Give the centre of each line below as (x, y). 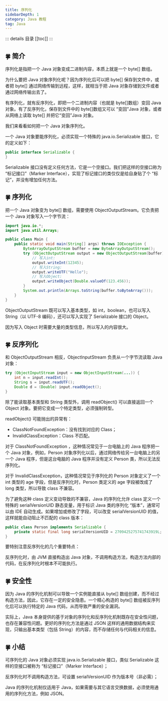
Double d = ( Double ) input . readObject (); (58, 387)
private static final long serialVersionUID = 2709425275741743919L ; (88, 532)
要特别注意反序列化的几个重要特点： (42, 547)
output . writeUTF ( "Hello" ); (60, 272)
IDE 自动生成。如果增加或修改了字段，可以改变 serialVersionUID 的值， (88, 511)
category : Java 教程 (26, 19)
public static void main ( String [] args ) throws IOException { (80, 244)
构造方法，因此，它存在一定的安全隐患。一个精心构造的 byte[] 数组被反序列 (83, 600)
